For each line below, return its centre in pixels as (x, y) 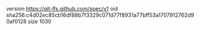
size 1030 (40, 21)
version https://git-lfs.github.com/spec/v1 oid (62, 9)
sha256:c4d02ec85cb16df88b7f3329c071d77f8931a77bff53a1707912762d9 (100, 15)
